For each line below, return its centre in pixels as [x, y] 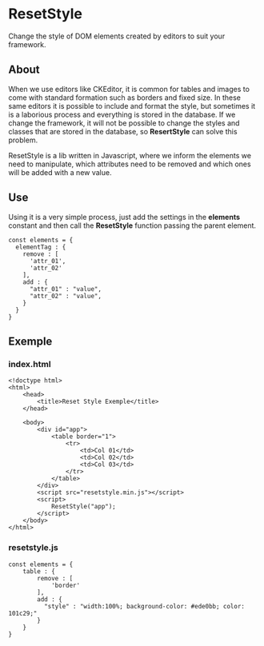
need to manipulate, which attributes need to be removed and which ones [130, 164]
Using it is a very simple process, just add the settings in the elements [124, 217]
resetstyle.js [33, 548]
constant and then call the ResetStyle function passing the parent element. [132, 225]
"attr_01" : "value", [66, 289]
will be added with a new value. [60, 172]
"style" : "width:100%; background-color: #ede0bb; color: [144, 606]
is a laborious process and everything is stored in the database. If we [122, 114]
